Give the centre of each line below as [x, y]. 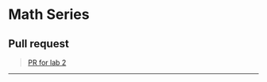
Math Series [49, 15]
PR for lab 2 [47, 62]
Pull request [39, 44]
